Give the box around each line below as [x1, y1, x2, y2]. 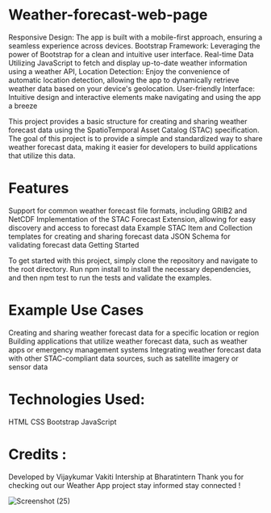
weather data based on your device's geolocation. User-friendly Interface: [8, 83, 256, 94]
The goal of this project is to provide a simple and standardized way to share [8, 133, 263, 143]
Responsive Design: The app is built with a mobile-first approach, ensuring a [8, 32, 263, 42]
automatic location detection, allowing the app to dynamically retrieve [8, 75, 240, 85]
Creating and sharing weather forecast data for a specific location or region [8, 327, 260, 337]
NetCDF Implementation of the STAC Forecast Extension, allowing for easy [8, 214, 256, 223]
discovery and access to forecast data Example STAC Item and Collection [8, 223, 252, 232]
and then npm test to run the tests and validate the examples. [8, 273, 212, 282]
